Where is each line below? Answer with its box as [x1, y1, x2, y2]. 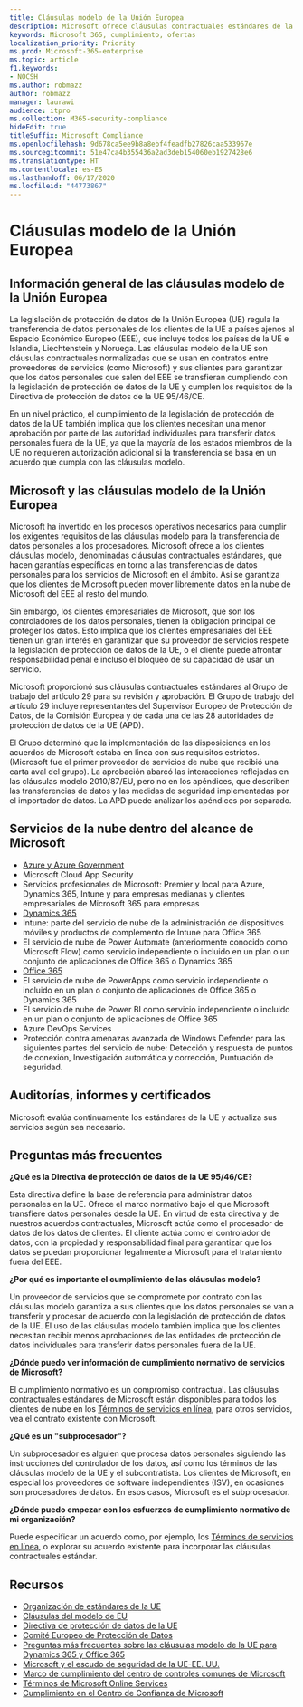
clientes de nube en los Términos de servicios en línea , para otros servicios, [9, 1404, 293, 1415]
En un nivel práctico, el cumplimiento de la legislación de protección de [9, 408, 275, 419]
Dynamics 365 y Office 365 [22, 1649, 125, 1660]
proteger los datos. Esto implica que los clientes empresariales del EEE [9, 625, 273, 636]
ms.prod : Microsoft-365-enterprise [9, 47, 144, 56]
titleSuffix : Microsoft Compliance [9, 131, 144, 140]
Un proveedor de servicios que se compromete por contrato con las [9, 1291, 263, 1302]
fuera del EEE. [9, 1256, 62, 1268]
